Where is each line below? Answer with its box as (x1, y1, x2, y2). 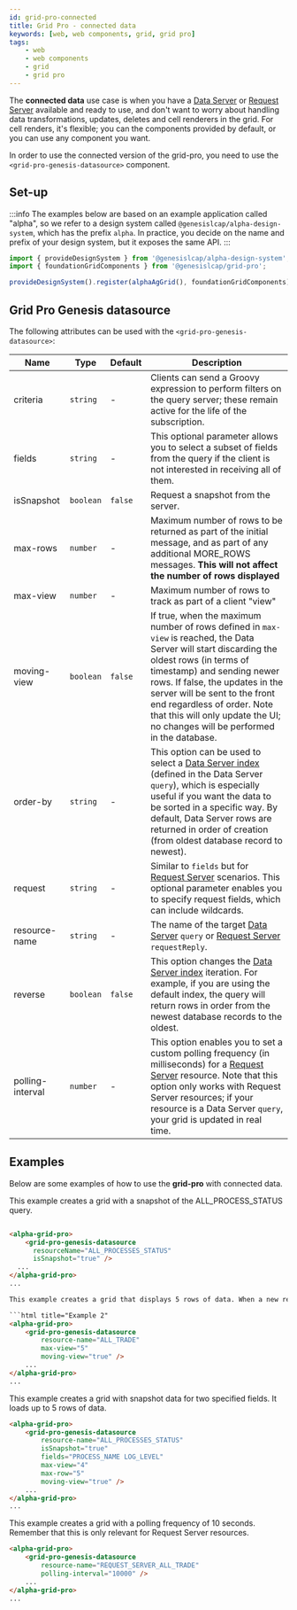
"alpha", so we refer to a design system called (9, 218, 177, 229)
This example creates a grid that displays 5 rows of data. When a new (9, 1295, 278, 1303)
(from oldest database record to (149, 835, 283, 846)
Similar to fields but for (149, 860, 249, 872)
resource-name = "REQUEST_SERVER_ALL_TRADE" (41, 1561, 200, 1570)
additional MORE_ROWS (149, 548, 251, 559)
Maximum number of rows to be (149, 515, 283, 526)
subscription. (149, 416, 205, 428)
